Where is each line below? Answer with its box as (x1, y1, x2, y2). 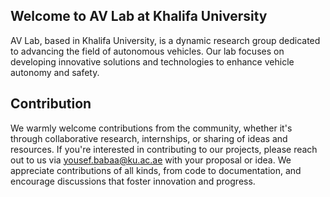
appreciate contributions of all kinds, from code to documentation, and (10, 164, 302, 176)
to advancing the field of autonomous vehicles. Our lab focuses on (10, 45, 285, 57)
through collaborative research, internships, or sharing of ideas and (10, 132, 288, 144)
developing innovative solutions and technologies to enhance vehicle (10, 55, 295, 68)
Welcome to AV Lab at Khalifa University (10, 8, 268, 25)
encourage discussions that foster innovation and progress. (10, 175, 256, 187)
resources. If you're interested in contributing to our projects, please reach (10, 143, 318, 155)
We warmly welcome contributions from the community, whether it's (10, 122, 293, 134)
